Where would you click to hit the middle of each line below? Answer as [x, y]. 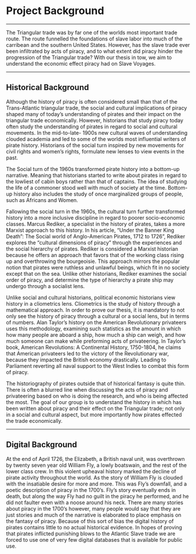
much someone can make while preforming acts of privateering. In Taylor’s [96, 341]
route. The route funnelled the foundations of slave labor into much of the [94, 39]
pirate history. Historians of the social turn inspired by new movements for [95, 145]
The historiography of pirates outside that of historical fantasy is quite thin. [96, 383]
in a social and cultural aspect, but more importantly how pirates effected [94, 415]
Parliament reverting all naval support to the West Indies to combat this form [98, 366]
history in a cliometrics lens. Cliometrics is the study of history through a [93, 303]
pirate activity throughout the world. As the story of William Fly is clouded [94, 477]
